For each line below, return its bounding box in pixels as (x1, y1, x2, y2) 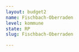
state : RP (5, 25, 31, 32)
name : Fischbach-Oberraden (5, 15, 74, 21)
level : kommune (5, 20, 44, 26)
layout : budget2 (5, 8, 46, 15)
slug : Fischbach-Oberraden (5, 31, 74, 37)
